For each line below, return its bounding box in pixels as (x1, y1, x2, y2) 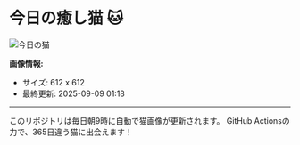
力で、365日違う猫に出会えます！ (9, 126, 134, 137)
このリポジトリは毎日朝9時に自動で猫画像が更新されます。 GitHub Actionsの (9, 115, 290, 125)
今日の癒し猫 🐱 (9, 8, 123, 28)
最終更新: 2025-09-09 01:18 (21, 88, 125, 99)
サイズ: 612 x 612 (21, 77, 85, 87)
